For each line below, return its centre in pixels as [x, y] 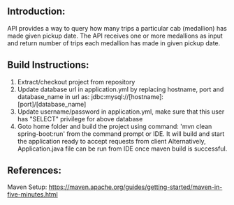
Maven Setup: [27, 187]
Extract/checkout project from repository [76, 82]
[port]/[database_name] [52, 104]
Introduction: [36, 12]
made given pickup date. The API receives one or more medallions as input [115, 36]
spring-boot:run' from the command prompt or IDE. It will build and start [121, 134]
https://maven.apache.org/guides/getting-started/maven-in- [136, 187]
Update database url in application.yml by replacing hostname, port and [120, 89]
